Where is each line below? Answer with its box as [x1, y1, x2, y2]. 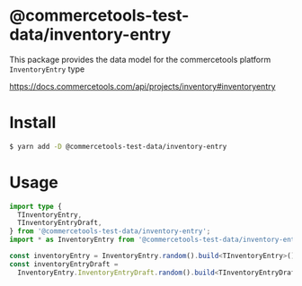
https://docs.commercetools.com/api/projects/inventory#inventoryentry [9, 81, 276, 91]
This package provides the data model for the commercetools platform [9, 54, 271, 65]
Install [9, 113, 57, 133]
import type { [9, 202, 63, 211]
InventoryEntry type [9, 64, 85, 74]
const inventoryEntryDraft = [9, 259, 119, 269]
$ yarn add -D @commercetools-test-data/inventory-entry [9, 142, 227, 151]
